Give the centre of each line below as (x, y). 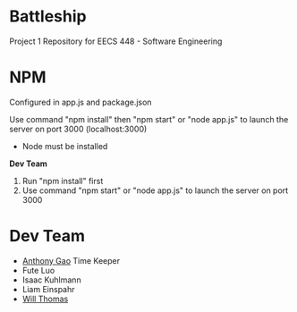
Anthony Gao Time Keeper (71, 260)
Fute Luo (38, 270)
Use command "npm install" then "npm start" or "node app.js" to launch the (149, 119)
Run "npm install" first (63, 181)
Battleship (48, 17)
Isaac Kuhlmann (52, 280)
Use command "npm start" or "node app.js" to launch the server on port (155, 190)
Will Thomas (45, 299)
